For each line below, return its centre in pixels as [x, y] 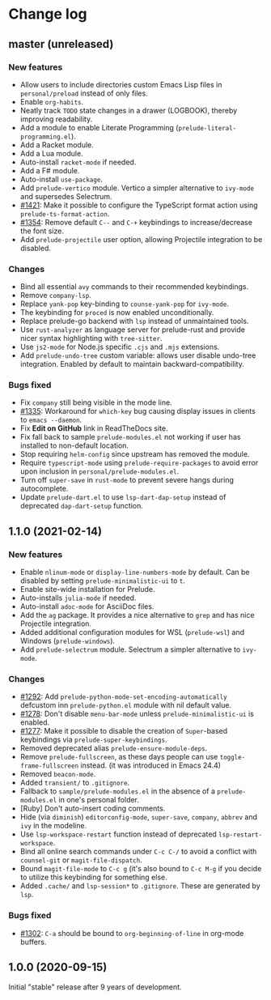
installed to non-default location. [74, 445]
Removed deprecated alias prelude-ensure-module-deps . [114, 748]
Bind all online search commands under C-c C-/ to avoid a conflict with [138, 852]
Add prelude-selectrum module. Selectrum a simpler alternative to [130, 649]
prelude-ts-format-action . [65, 213]
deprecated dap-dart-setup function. [81, 506]
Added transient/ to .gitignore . [75, 783]
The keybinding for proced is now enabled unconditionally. [117, 313]
